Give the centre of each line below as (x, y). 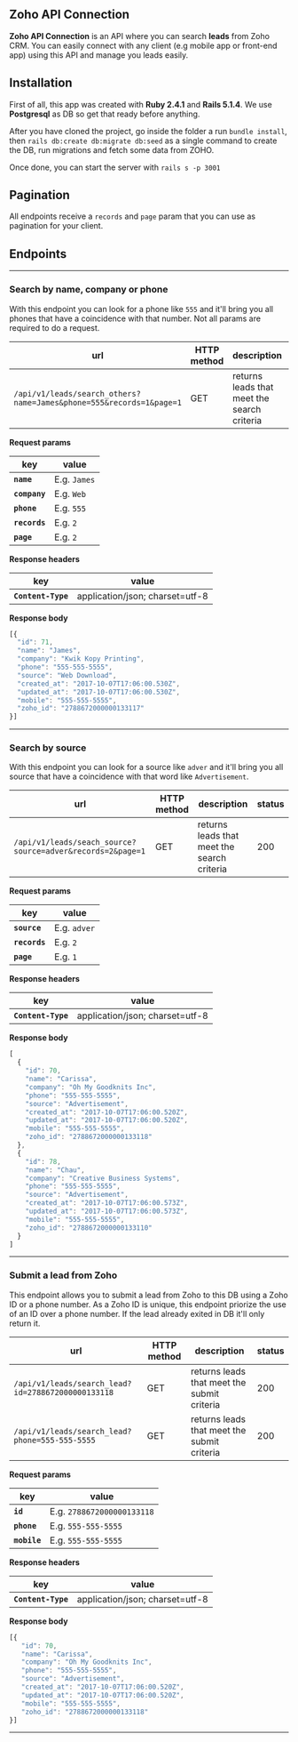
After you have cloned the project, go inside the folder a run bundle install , (149, 131)
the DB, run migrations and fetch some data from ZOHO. (112, 149)
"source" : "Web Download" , (67, 675)
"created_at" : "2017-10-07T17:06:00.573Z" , (107, 1203)
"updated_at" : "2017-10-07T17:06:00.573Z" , (107, 1212)
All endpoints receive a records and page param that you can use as (132, 216)
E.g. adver (75, 928)
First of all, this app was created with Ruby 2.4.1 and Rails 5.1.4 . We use (141, 104)
